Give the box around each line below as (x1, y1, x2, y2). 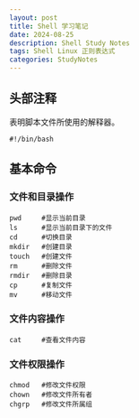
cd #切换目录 (9, 232, 73, 242)
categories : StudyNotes (9, 55, 99, 64)
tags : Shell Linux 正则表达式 (9, 47, 116, 56)
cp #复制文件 (9, 281, 73, 290)
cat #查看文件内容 (9, 335, 86, 344)
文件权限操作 (9, 358, 65, 370)
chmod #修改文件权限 (9, 381, 86, 390)
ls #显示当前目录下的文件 (9, 223, 113, 232)
